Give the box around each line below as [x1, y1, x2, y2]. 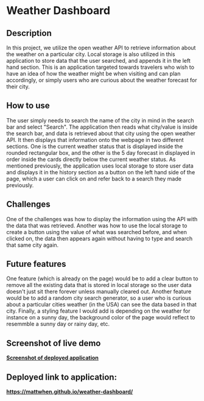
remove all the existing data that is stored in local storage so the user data [6, 282, 192, 289]
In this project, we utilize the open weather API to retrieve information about [6, 44, 196, 51]
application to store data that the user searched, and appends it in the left [6, 57, 191, 64]
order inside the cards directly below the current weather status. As [6, 155, 176, 163]
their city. [6, 83, 30, 90]
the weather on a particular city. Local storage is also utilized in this [6, 51, 175, 58]
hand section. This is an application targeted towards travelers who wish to [6, 63, 195, 71]
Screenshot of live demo [6, 338, 101, 348]
